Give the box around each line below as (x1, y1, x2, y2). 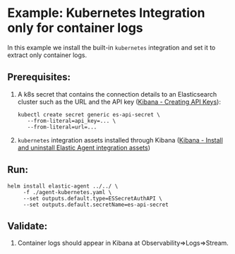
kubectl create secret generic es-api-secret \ (17, 111, 160, 118)
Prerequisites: (7, 71, 71, 83)
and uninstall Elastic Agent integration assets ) (17, 143, 150, 152)
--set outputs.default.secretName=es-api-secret (23, 201, 169, 208)
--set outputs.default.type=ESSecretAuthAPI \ (23, 195, 162, 202)
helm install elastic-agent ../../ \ (7, 182, 119, 190)
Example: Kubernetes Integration (7, 5, 205, 21)
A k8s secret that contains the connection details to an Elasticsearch (17, 90, 217, 98)
